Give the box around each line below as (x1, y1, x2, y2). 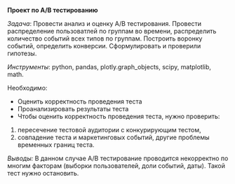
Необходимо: (7, 84, 48, 92)
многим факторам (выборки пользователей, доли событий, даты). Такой (7, 162, 226, 170)
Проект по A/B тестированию (7, 6, 98, 14)
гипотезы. (7, 49, 37, 57)
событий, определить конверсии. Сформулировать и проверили (7, 42, 201, 50)
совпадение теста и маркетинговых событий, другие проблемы (17, 133, 210, 141)
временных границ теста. (17, 141, 95, 149)
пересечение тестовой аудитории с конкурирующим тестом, (17, 126, 201, 134)
